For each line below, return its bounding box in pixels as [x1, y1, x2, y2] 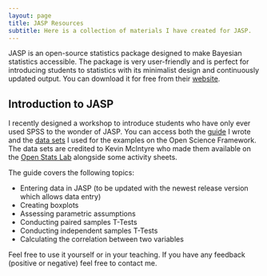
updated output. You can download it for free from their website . [8, 74, 221, 84]
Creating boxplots [19, 201, 79, 210]
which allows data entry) [19, 192, 102, 202]
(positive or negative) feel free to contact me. [8, 258, 157, 268]
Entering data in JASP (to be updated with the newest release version [19, 183, 249, 193]
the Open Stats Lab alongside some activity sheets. [8, 153, 177, 162]
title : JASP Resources [8, 19, 84, 27]
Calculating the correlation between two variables [19, 234, 184, 244]
